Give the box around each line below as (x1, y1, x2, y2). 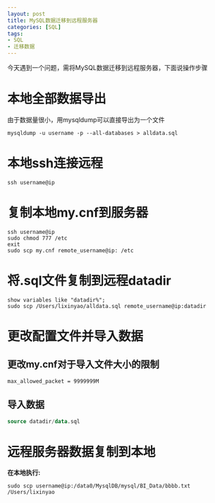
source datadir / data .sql (7, 418, 80, 425)
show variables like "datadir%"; (7, 296, 106, 304)
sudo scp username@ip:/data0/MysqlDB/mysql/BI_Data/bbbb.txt (7, 483, 191, 490)
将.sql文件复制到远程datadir (7, 273, 171, 288)
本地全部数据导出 (7, 91, 107, 107)
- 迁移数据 (7, 43, 35, 50)
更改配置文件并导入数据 (7, 328, 144, 344)
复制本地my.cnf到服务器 (7, 205, 149, 221)
